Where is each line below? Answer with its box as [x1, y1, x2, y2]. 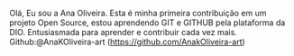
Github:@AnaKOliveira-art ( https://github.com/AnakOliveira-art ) [9, 36, 245, 47]
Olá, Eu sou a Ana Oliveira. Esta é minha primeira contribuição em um [9, 8, 267, 18]
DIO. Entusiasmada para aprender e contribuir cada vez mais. [9, 27, 237, 37]
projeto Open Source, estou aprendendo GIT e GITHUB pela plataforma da [9, 17, 286, 28]
